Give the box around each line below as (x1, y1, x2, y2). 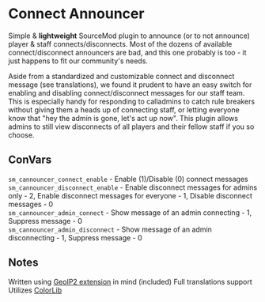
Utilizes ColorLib (8, 285, 62, 295)
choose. (8, 130, 35, 139)
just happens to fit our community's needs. (8, 56, 149, 66)
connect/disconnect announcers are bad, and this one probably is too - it (8, 47, 247, 57)
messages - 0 (8, 199, 54, 209)
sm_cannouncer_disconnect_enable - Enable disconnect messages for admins (8, 183, 258, 192)
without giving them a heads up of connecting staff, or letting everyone (8, 104, 240, 115)
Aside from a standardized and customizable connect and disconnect (8, 71, 235, 81)
